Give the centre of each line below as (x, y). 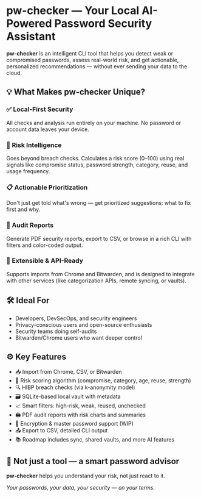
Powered (29, 23)
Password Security (103, 23)
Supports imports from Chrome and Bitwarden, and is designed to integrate (101, 274)
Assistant (31, 37)
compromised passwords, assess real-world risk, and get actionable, (93, 60)
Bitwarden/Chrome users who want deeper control (79, 338)
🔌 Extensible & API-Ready (45, 261)
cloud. (14, 73)
